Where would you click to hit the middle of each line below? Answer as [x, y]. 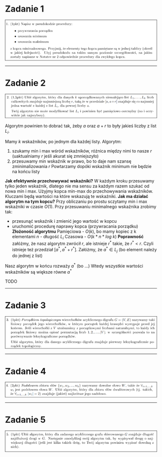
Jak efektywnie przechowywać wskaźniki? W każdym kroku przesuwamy [80, 181]
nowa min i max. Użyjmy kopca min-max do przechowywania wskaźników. [79, 191]
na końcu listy [26, 171]
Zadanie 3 [26, 305]
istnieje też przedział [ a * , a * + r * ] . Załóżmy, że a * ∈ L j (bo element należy [84, 250]
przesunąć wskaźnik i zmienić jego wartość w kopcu [64, 221]
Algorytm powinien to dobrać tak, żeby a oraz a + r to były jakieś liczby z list [81, 126]
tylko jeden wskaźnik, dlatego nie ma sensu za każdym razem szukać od [77, 186]
